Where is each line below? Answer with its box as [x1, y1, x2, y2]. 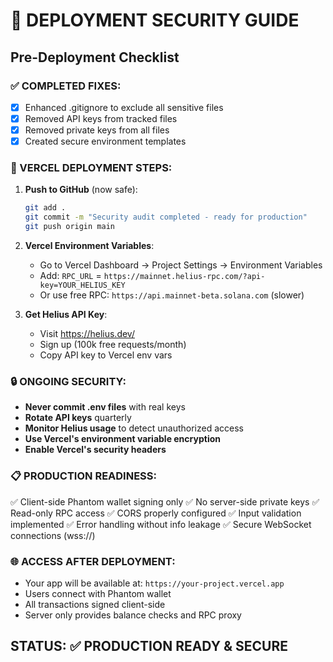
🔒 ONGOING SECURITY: [10, 374, 127, 388]
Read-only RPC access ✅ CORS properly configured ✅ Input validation [10, 507, 302, 519]
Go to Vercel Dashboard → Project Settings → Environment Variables [39, 259, 323, 271]
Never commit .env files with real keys [24, 401, 186, 413]
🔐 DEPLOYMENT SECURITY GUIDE [10, 9, 300, 32]
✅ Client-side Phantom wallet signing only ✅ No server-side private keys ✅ [10, 495, 320, 508]
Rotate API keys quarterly [24, 412, 132, 424]
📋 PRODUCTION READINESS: [10, 469, 157, 483]
